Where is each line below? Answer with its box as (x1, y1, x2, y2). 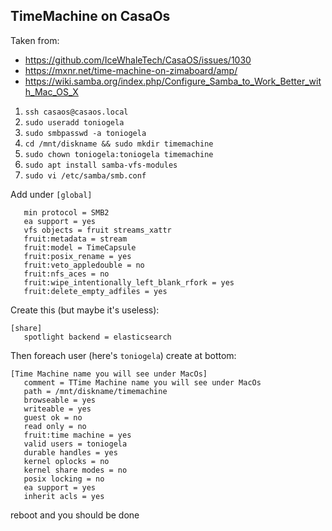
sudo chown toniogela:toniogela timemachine (24, 149, 214, 159)
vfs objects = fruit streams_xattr (23, 225, 172, 235)
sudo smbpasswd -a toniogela (24, 128, 147, 138)
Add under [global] (10, 188, 93, 200)
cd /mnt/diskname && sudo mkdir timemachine (24, 139, 214, 149)
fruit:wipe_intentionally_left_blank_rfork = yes (23, 277, 235, 288)
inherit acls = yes (23, 491, 105, 501)
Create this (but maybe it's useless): (10, 304, 160, 316)
